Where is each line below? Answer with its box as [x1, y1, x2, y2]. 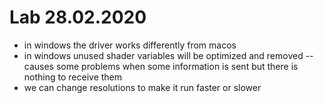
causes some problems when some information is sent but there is [23, 60, 299, 72]
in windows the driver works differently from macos [23, 39, 237, 51]
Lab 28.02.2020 [9, 6, 147, 29]
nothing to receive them [23, 71, 123, 83]
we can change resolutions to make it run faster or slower [23, 81, 262, 93]
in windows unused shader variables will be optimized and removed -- [23, 49, 314, 61]
